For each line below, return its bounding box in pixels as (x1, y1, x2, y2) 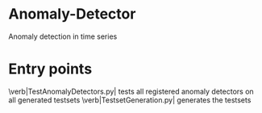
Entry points (8, 60, 93, 78)
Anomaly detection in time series (8, 31, 118, 41)
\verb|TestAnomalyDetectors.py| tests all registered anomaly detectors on (8, 86, 254, 96)
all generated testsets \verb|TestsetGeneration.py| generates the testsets (8, 94, 252, 105)
